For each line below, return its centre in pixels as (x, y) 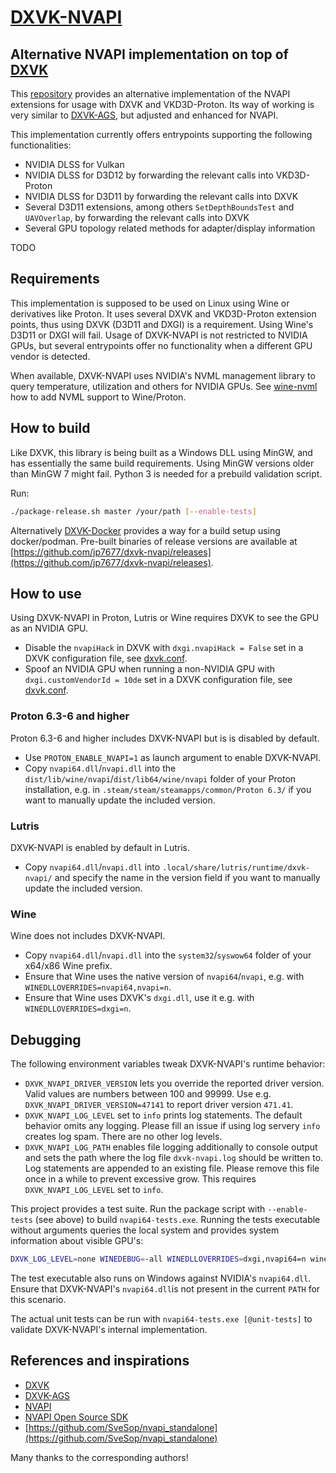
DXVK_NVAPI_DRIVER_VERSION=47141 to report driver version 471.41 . (159, 1105)
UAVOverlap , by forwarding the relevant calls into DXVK (137, 217)
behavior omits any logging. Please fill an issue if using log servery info (172, 1126)
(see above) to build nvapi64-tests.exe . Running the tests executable (177, 1220)
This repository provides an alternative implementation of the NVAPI (150, 94)
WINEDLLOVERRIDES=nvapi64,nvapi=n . (98, 987)
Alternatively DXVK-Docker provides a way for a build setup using (145, 530)
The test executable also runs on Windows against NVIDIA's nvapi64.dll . (161, 1278)
